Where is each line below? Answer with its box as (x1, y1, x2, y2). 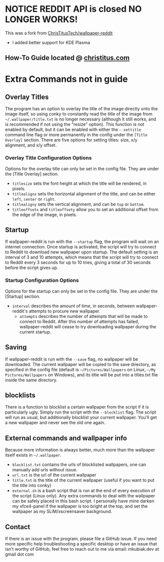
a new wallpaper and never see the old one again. (5, 420, 106, 426)
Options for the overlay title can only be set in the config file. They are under (5, 166, 159, 171)
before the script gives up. (5, 265, 59, 270)
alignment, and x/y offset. (5, 142, 57, 148)
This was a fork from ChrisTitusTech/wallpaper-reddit (5, 30, 113, 36)
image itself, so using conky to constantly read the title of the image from (5, 111, 153, 117)
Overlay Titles (5, 93, 49, 101)
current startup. (19, 329, 51, 335)
